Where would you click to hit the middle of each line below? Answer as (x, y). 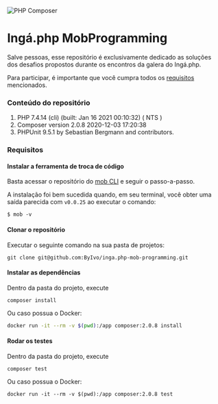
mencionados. (27, 85)
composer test (27, 369)
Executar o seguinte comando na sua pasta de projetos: (86, 245)
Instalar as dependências (44, 273)
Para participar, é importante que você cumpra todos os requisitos (101, 77)
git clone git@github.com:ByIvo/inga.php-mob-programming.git (98, 257)
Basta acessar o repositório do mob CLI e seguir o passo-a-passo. (101, 181)
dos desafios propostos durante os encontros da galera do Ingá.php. (104, 64)
